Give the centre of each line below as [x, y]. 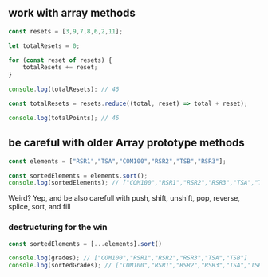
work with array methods [72, 13]
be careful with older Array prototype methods [126, 143]
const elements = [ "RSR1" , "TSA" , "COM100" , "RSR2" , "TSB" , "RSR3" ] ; [117, 161]
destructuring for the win [58, 228]
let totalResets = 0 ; [44, 46]
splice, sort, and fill [39, 207]
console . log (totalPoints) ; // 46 [64, 118]
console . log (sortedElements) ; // [64, 183]
